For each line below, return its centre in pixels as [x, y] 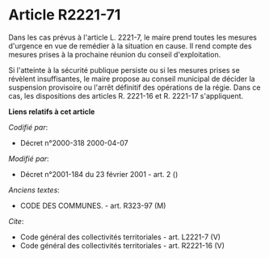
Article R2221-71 [65, 15]
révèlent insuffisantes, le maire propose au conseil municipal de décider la [132, 78]
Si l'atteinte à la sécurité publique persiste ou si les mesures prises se [124, 70]
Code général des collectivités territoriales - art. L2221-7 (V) [120, 237]
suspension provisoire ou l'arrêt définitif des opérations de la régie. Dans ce [134, 87]
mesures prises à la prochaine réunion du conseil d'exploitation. [115, 54]
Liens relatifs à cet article [52, 112]
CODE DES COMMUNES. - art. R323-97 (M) [93, 205]
